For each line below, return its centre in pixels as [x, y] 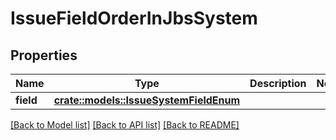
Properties [44, 55]
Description [278, 83]
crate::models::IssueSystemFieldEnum [147, 100]
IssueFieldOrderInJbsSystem [134, 18]
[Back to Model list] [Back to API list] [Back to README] [125, 125]
